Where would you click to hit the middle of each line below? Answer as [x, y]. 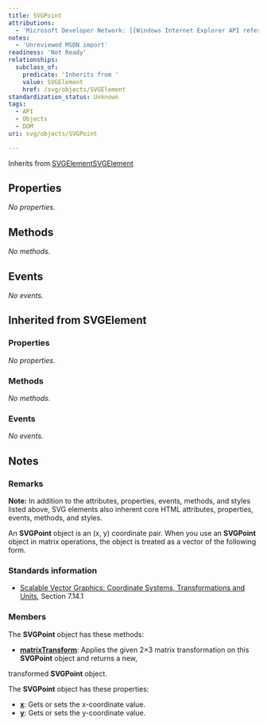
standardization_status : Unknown [64, 97]
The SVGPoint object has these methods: [76, 634]
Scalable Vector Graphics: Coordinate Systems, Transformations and [132, 588]
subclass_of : [37, 67]
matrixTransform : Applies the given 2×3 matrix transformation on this [134, 650]
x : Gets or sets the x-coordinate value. [82, 704]
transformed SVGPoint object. [58, 673]
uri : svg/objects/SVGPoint [53, 133]
